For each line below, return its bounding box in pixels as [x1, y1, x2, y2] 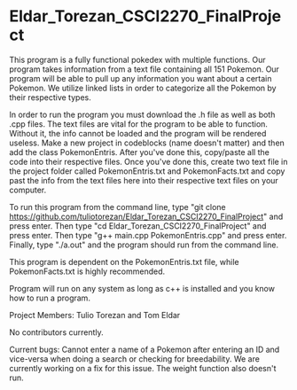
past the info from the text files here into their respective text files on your [9, 175, 279, 185]
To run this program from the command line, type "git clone [9, 201, 226, 212]
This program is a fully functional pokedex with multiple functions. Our [9, 54, 266, 65]
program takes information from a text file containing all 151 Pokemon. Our [9, 64, 279, 74]
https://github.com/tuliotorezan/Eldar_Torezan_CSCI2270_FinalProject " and [9, 211, 284, 222]
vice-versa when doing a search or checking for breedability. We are [9, 353, 260, 364]
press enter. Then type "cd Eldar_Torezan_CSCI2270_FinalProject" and [9, 220, 267, 231]
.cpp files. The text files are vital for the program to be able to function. [9, 118, 269, 129]
